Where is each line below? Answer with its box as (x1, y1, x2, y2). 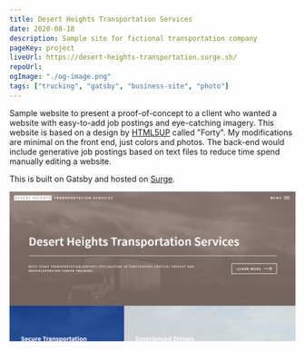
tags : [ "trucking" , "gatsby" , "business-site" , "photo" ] (9, 82, 230, 91)
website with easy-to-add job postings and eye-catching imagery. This (9, 117, 274, 128)
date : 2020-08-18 (9, 24, 75, 34)
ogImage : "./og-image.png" (9, 73, 112, 82)
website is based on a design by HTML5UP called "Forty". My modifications (9, 127, 293, 138)
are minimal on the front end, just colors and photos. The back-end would (9, 136, 285, 147)
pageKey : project (9, 44, 75, 53)
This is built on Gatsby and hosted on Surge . (9, 173, 175, 184)
